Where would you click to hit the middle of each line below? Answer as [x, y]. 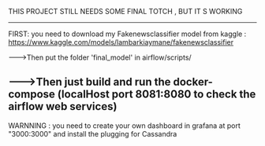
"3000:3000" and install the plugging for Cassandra [93, 133]
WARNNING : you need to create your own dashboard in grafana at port [124, 126]
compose [32, 95]
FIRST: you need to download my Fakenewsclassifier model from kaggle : [127, 34]
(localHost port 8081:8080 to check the [157, 95]
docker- [193, 82]
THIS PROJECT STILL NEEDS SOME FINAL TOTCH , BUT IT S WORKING [125, 11]
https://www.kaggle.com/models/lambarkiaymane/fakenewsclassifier [121, 42]
